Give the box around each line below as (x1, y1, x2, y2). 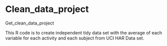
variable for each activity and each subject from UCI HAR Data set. (5, 35, 144, 41)
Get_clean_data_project (5, 20, 54, 26)
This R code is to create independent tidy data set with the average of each (5, 29, 162, 35)
